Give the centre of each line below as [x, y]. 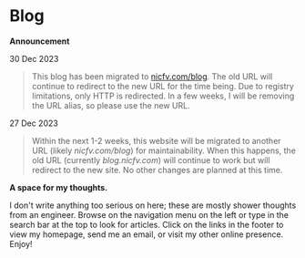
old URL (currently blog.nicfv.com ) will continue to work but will [151, 160]
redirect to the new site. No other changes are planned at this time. [157, 170]
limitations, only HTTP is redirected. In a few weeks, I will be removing [163, 96]
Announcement [40, 41]
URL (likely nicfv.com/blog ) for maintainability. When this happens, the [163, 150]
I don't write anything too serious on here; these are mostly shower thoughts [153, 205]
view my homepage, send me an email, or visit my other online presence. [147, 234]
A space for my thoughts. [59, 187]
